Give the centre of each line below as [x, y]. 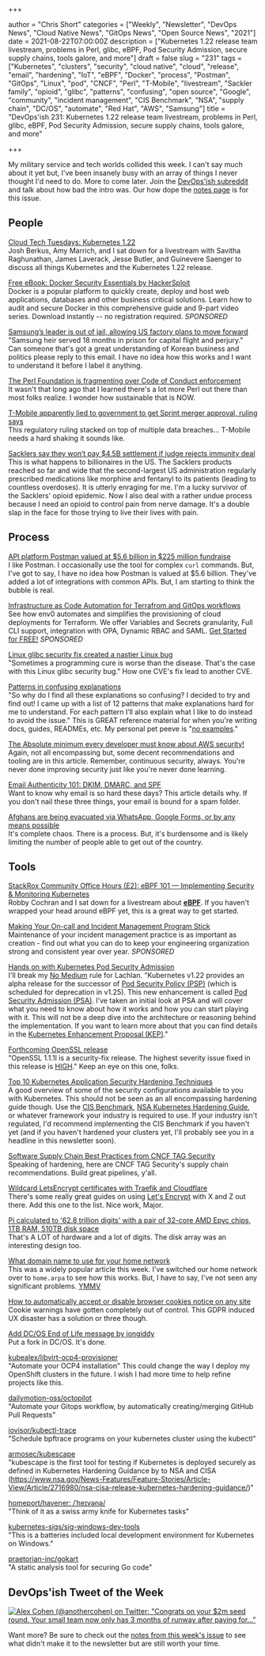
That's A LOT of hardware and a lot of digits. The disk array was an [117, 1237]
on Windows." [31, 1544]
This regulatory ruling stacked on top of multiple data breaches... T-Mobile [129, 429]
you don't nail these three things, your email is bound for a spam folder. [125, 801]
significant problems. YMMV [55, 1286]
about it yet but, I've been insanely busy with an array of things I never [123, 173]
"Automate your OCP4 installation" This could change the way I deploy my [129, 1366]
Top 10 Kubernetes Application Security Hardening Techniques [111, 1082]
